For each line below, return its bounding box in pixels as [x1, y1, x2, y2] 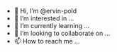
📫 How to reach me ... [13, 37, 80, 45]
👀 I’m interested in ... [13, 14, 74, 22]
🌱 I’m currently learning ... [13, 22, 90, 30]
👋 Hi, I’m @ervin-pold [13, 7, 77, 15]
